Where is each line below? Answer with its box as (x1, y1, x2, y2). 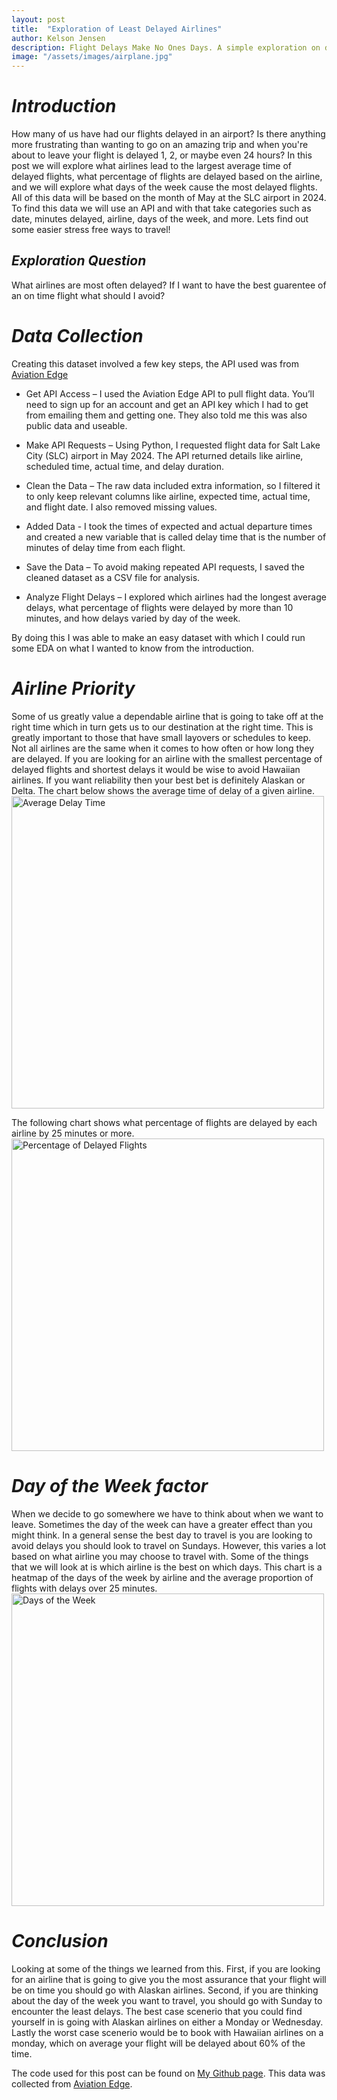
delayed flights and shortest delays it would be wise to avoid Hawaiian (11, 763, 301, 775)
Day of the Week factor (11, 1474, 209, 1497)
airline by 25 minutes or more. (11, 1127, 135, 1139)
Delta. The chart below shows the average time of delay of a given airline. (11, 784, 316, 796)
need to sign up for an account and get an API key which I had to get (25, 398, 309, 410)
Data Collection (11, 325, 144, 348)
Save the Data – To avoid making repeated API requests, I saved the (25, 561, 306, 573)
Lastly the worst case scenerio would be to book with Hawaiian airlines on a (11, 2026, 324, 2038)
